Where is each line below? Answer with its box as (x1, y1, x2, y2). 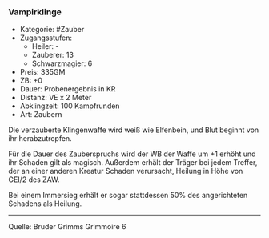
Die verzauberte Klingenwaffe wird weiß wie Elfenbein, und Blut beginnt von (8, 125, 259, 135)
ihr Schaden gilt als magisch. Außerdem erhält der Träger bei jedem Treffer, (8, 158, 258, 167)
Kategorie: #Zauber (19, 25, 85, 34)
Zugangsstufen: (19, 33, 73, 42)
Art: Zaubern (19, 110, 62, 119)
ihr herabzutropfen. (8, 134, 72, 143)
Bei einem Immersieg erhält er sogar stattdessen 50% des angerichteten (8, 191, 248, 200)
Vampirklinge (8, 6, 62, 18)
